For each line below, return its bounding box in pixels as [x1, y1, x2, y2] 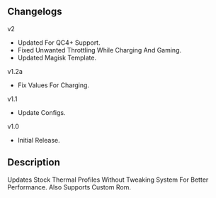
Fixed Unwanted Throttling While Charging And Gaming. [17, 45, 182, 54]
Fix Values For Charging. [17, 81, 90, 89]
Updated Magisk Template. [17, 53, 97, 62]
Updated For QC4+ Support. [17, 38, 101, 47]
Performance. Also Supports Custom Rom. [7, 182, 131, 191]
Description [7, 156, 60, 169]
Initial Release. [17, 136, 60, 144]
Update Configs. [17, 108, 66, 116]
